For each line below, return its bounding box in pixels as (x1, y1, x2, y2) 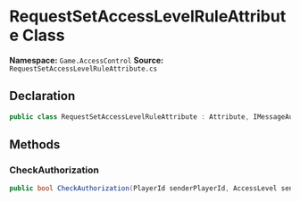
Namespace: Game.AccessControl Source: (9, 55, 163, 65)
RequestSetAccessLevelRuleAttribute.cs (9, 64, 158, 73)
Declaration (9, 88, 76, 104)
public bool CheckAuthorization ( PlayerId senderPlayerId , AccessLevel (9, 184, 278, 193)
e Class (9, 25, 65, 46)
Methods (9, 137, 61, 153)
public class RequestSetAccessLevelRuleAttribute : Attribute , (9, 112, 250, 122)
